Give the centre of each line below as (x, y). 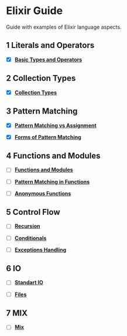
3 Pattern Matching (42, 112)
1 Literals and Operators (50, 45)
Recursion (27, 226)
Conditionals (30, 238)
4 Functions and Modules (53, 156)
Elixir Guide (35, 11)
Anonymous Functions (43, 193)
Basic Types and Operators (48, 59)
